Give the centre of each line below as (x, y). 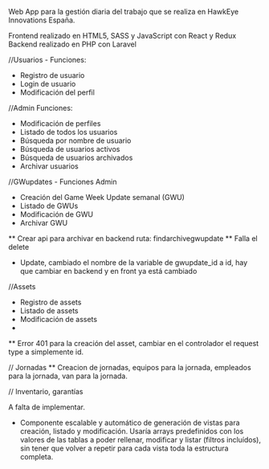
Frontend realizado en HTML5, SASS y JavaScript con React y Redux (122, 36)
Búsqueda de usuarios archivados (76, 157)
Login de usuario (48, 84)
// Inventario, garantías (46, 392)
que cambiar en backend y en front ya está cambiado (108, 271)
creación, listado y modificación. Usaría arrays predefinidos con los (132, 431)
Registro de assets (51, 302)
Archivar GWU (44, 223)
